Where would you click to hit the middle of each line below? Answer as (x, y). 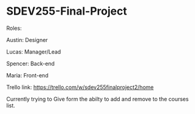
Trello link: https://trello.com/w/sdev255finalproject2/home (80, 87)
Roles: (14, 28)
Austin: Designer (27, 40)
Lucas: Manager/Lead (34, 52)
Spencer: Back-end (30, 63)
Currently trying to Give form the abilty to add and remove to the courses (97, 99)
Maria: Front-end (27, 75)
